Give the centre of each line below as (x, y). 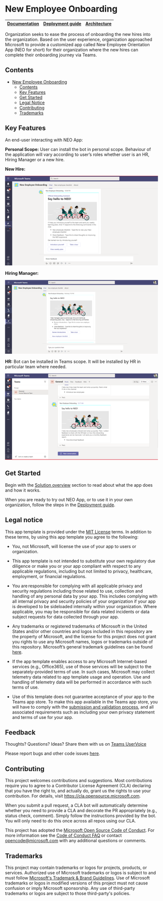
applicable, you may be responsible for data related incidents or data (81, 612)
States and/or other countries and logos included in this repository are (82, 631)
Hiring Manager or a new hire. (35, 159)
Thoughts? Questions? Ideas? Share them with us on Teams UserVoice (76, 744)
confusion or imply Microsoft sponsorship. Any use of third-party (70, 888)
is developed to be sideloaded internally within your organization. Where (84, 606)
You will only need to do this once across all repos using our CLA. (71, 821)
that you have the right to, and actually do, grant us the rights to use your (78, 791)
